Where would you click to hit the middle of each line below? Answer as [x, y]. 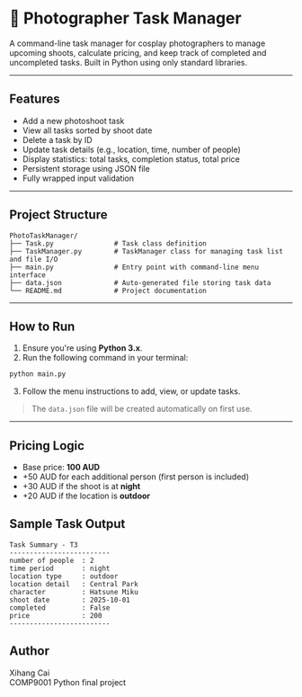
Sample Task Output [67, 524]
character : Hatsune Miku [74, 592]
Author [29, 651]
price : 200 [56, 615]
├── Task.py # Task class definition [108, 243]
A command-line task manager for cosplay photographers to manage [138, 43]
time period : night [60, 568]
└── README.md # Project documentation [108, 290]
